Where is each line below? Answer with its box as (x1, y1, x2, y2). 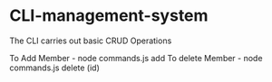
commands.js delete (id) (9, 62, 100, 73)
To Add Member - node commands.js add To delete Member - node (9, 52, 263, 63)
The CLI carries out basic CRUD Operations (9, 35, 172, 46)
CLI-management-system (9, 5, 209, 26)
